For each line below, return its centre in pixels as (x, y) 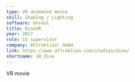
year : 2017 (20, 34)
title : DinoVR (24, 28)
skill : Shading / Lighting (40, 17)
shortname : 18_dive (30, 56)
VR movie (18, 73)
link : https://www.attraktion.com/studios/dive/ (68, 51)
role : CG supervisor (32, 40)
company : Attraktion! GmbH (40, 45)
